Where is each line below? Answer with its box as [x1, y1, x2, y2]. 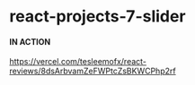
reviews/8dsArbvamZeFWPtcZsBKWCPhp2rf [9, 65, 177, 77]
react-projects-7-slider [9, 6, 186, 27]
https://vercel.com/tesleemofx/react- [9, 56, 146, 67]
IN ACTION [9, 36, 51, 47]
